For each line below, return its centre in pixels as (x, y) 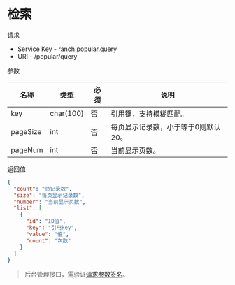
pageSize (26, 131)
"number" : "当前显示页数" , (50, 202)
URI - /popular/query (47, 56)
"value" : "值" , (47, 234)
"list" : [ (28, 208)
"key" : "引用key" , (51, 228)
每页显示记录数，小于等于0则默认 (166, 126)
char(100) (67, 113)
